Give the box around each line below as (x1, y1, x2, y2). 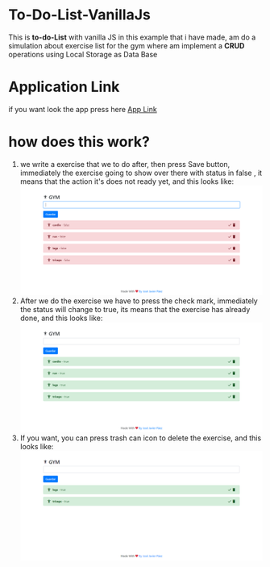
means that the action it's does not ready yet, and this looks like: (19, 176, 235, 186)
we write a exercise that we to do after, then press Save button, (19, 159, 231, 169)
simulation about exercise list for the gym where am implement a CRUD (8, 40, 245, 50)
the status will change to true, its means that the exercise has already (19, 304, 251, 314)
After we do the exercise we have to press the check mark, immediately (19, 296, 258, 306)
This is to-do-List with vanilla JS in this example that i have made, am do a (8, 32, 256, 42)
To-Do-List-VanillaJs (8, 6, 151, 24)
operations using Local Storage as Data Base (8, 49, 158, 59)
